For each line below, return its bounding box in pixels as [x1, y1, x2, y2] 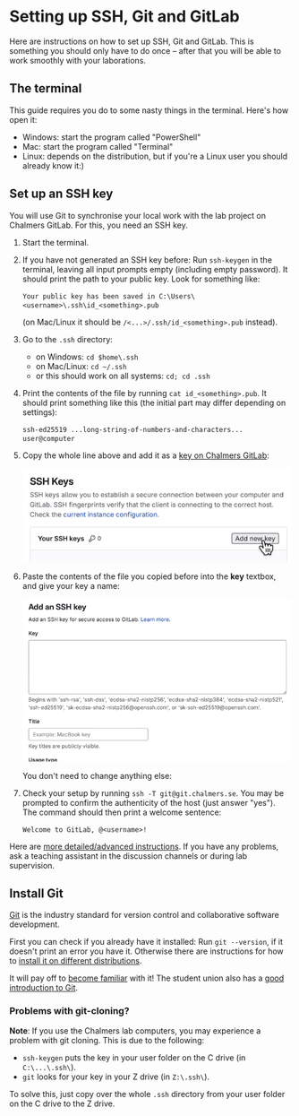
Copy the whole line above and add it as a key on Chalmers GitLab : [21, 450, 270, 461]
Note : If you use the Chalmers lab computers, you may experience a [9, 1025, 261, 1036]
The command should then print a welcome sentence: [21, 807, 222, 818]
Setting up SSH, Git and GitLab [9, 6, 240, 27]
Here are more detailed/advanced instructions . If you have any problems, [9, 841, 279, 852]
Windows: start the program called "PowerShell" [21, 132, 201, 143]
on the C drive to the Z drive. [9, 1098, 115, 1109]
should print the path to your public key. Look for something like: [21, 273, 261, 284]
